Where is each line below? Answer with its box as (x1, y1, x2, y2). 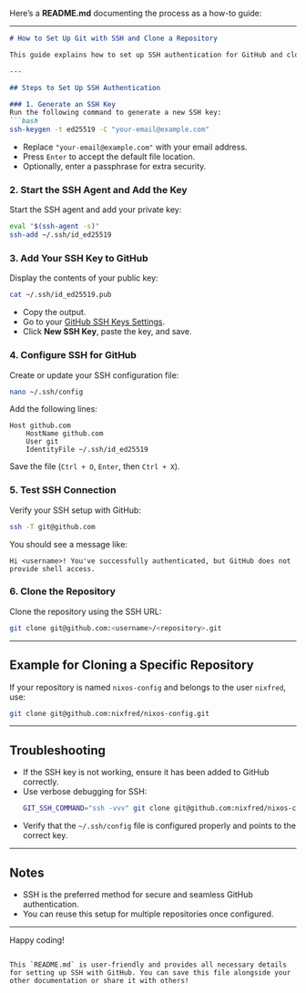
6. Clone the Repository (9, 585, 117, 598)
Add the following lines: (9, 404, 98, 415)
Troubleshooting (9, 742, 107, 758)
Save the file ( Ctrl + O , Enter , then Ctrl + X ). (9, 461, 180, 472)
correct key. (22, 830, 68, 841)
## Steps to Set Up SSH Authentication (9, 83, 161, 92)
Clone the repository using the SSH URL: (9, 606, 162, 617)
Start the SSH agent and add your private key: (9, 204, 182, 215)
